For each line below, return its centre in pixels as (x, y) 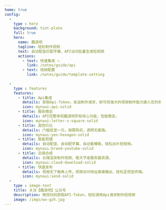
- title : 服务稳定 (35, 112)
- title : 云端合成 (35, 153)
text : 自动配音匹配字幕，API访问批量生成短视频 (61, 51)
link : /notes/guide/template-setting (66, 75)
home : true (16, 10)
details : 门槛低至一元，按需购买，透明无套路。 (66, 130)
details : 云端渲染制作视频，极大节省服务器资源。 (67, 158)
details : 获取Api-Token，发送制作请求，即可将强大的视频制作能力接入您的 (90, 103)
